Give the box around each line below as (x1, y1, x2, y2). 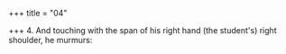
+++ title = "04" (8, 8, 68, 18)
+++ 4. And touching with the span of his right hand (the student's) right (8, 25, 277, 35)
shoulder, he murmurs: (8, 35, 93, 45)
